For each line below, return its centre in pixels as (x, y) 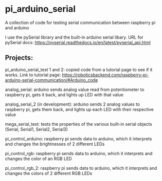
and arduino (17, 27)
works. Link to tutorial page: (33, 75)
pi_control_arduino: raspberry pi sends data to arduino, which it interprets (79, 138)
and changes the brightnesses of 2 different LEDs (55, 144)
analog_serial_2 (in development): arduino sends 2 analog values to (72, 104)
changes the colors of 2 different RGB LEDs (49, 173)
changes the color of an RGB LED (38, 158)
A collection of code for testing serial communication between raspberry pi (80, 23)
